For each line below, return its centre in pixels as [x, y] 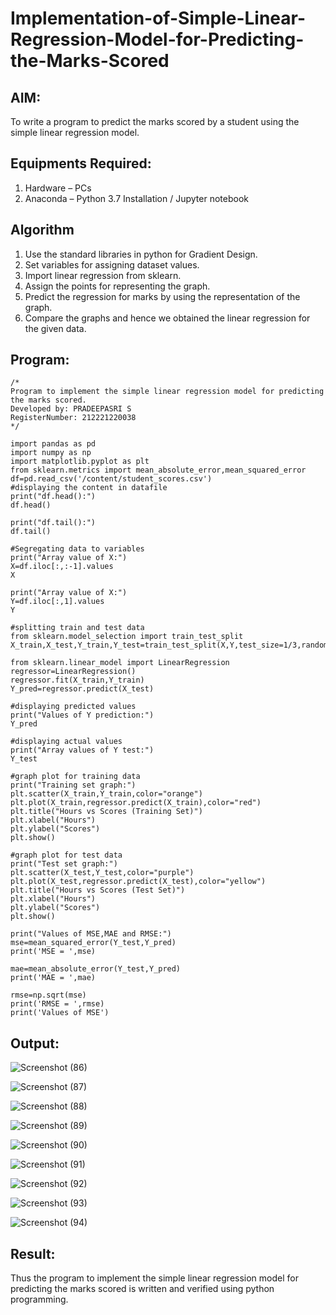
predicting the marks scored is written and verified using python [142, 1289]
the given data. [55, 328]
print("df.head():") [53, 497]
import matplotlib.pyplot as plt [80, 462]
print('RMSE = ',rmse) [57, 1004]
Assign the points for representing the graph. [117, 286]
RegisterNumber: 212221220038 [73, 418]
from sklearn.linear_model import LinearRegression [120, 663]
